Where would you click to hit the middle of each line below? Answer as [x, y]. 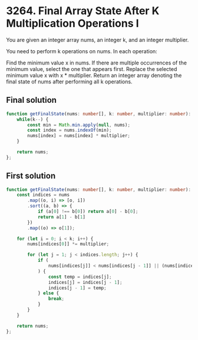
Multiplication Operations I [73, 23]
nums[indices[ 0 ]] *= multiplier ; [68, 244]
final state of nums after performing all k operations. [69, 82]
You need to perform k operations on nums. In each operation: [82, 51]
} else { [48, 293]
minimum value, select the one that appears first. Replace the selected [92, 69]
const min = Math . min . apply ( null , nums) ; [79, 125]
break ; [56, 299]
